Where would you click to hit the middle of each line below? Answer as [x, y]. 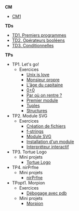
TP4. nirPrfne [25, 167]
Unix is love [38, 74]
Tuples [33, 105]
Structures [37, 111]
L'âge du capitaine [45, 85]
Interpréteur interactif [47, 147]
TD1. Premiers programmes [39, 35]
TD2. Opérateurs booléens [38, 40]
